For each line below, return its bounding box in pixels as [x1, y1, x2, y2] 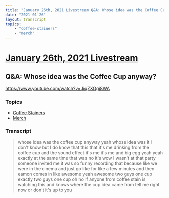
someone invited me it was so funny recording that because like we [17, 160, 157, 166]
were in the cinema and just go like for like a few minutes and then [17, 165, 155, 171]
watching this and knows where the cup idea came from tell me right [17, 181, 160, 187]
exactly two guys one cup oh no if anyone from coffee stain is [17, 176, 146, 182]
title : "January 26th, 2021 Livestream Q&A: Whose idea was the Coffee [5, 7, 158, 13]
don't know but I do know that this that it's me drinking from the [17, 144, 149, 150]
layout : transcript [5, 17, 46, 22]
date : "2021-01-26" [5, 12, 46, 17]
